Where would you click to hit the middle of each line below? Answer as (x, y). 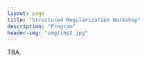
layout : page (26, 13)
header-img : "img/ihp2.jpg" (48, 33)
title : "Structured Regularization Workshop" (74, 20)
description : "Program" (42, 26)
